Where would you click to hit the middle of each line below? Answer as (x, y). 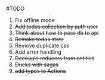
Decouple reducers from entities (55, 58)
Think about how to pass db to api (57, 33)
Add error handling (38, 52)
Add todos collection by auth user (56, 27)
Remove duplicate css (42, 45)
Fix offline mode (35, 20)
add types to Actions (40, 71)
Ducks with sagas (36, 64)
